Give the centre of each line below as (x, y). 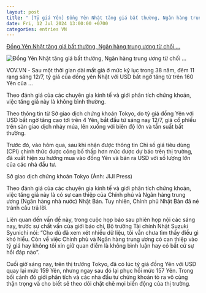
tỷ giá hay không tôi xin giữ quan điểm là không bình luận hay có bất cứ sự (100, 246)
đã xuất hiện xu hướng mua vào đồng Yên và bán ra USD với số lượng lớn (98, 158)
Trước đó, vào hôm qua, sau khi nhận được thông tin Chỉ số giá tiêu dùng (98, 145)
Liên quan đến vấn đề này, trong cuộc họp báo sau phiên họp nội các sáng (101, 220)
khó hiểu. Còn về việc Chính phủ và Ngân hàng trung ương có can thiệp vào (102, 239)
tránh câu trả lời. (27, 208)
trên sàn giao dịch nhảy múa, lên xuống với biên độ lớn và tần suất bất (95, 127)
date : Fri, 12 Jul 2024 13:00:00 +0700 (57, 23)
